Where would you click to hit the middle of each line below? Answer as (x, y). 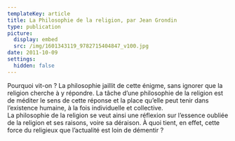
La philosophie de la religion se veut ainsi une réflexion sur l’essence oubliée (118, 115)
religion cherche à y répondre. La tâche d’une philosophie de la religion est (115, 93)
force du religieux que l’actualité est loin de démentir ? (86, 130)
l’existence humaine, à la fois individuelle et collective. (85, 107)
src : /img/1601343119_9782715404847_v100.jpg (81, 46)
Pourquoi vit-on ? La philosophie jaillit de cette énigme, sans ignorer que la (115, 85)
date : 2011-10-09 (33, 53)
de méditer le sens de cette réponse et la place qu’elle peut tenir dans (108, 100)
